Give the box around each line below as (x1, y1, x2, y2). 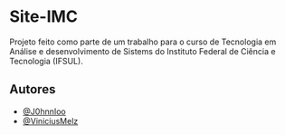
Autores (9, 82, 56, 97)
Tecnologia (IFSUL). (9, 55, 83, 66)
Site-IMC (9, 6, 79, 27)
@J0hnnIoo (22, 106, 66, 117)
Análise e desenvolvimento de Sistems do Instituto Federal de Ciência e (9, 45, 276, 56)
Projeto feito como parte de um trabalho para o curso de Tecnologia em (9, 36, 277, 47)
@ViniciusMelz (22, 115, 79, 126)
